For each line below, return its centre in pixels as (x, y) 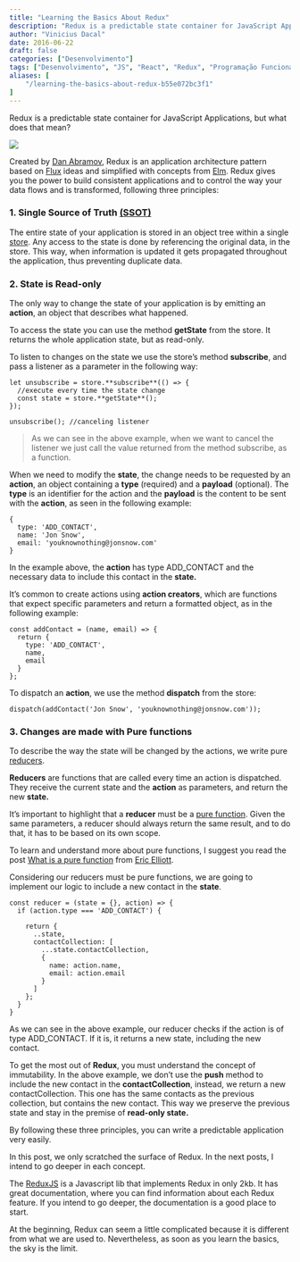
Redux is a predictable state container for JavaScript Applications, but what (148, 118)
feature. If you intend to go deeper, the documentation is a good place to (143, 1203)
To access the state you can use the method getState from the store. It (140, 330)
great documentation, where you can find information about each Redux (142, 1193)
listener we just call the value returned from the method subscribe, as (159, 448)
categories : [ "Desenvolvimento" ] (71, 59)
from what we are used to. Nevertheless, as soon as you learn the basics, (144, 1239)
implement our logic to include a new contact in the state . (115, 887)
